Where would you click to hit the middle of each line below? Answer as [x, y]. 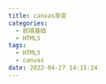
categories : [28, 23]
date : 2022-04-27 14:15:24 [53, 68]
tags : [17, 46]
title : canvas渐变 [37, 16]
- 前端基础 [31, 30]
